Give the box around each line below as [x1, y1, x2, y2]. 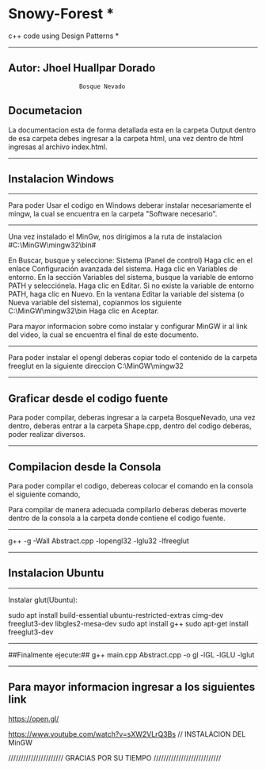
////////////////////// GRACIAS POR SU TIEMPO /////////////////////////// [8, 753, 222, 762]
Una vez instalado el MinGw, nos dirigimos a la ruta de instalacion [8, 232, 222, 242]
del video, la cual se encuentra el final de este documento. [8, 330, 199, 339]
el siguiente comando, [8, 489, 81, 499]
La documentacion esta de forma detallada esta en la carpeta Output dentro [8, 125, 256, 135]
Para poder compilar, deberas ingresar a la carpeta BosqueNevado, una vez [8, 413, 256, 423]
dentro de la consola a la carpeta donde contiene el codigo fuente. [8, 513, 226, 523]
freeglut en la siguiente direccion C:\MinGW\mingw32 [8, 362, 184, 371]
